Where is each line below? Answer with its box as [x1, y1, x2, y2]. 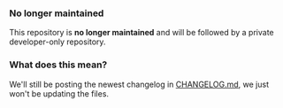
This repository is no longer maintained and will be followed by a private [9, 27, 274, 38]
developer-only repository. [9, 36, 106, 47]
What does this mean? [9, 58, 108, 71]
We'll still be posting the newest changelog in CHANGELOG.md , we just [9, 79, 270, 89]
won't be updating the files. [9, 88, 109, 99]
